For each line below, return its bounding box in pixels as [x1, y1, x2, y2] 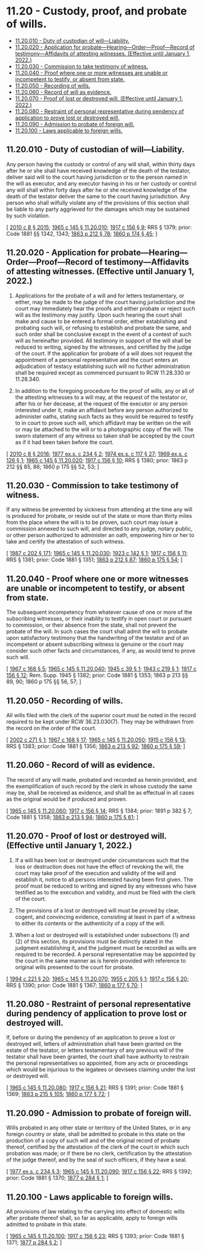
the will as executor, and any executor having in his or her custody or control [6, 179, 197, 187]
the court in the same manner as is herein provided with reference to [14, 957, 186, 964]
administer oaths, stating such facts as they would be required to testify [14, 413, 194, 420]
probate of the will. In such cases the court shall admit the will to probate [6, 628, 187, 635]
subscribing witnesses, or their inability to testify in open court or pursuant [6, 615, 192, 622]
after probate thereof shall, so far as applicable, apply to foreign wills [6, 1215, 178, 1222]
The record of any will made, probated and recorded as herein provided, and [6, 776, 197, 783]
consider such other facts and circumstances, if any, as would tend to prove [6, 647, 196, 654]
